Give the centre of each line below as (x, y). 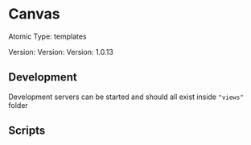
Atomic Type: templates (47, 36)
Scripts (27, 131)
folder (18, 105)
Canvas (34, 14)
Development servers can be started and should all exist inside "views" (126, 97)
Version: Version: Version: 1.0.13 (61, 52)
